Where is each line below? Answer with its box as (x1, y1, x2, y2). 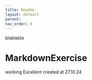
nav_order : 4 (5, 21, 32, 26)
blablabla (5, 35, 24, 41)
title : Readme (5, 7, 35, 12)
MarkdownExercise (5, 52, 87, 64)
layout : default (5, 12, 39, 17)
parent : (5, 16, 21, 21)
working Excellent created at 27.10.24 (5, 69, 82, 75)
